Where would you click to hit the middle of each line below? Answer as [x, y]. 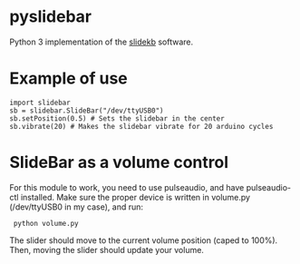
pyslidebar [51, 17]
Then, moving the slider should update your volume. [106, 249]
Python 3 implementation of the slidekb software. [102, 42]
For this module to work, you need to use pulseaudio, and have [127, 187]
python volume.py [46, 223]
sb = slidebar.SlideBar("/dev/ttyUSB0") [87, 111]
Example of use [69, 78]
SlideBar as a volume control [119, 163]
